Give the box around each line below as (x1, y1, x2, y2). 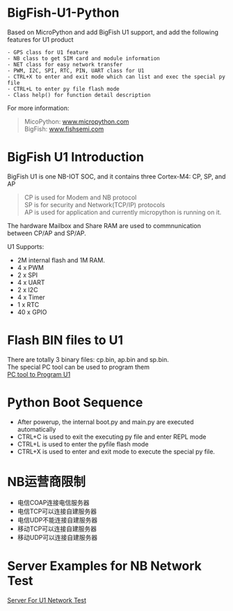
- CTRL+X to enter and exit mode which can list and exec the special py (7, 73, 226, 80)
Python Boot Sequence (7, 395, 143, 410)
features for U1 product (7, 35, 74, 43)
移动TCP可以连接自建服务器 (17, 525, 97, 533)
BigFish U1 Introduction (7, 149, 145, 165)
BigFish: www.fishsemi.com (24, 124, 104, 133)
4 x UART (17, 278, 45, 287)
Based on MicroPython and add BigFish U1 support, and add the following (7, 28, 219, 36)
